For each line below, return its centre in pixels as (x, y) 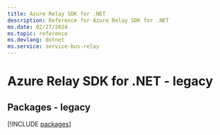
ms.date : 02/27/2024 (38, 27)
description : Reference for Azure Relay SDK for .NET (88, 20)
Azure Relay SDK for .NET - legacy (110, 81)
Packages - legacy (49, 107)
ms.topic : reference (38, 33)
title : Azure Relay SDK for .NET (57, 14)
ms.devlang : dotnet (36, 40)
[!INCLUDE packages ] (39, 124)
